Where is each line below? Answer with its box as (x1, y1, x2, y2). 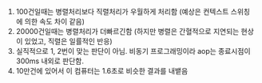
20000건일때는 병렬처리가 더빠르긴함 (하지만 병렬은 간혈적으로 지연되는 (15, 27, 240, 36)
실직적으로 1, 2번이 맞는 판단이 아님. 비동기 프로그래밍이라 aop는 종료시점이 (15, 47, 251, 55)
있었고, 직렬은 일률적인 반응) (24, 36, 113, 46)
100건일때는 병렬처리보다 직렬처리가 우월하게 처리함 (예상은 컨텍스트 (15, 7, 229, 16)
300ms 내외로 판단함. (15, 56, 84, 66)
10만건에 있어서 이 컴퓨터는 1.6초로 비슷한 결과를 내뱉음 (15, 66, 189, 75)
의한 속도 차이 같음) (24, 17, 85, 26)
